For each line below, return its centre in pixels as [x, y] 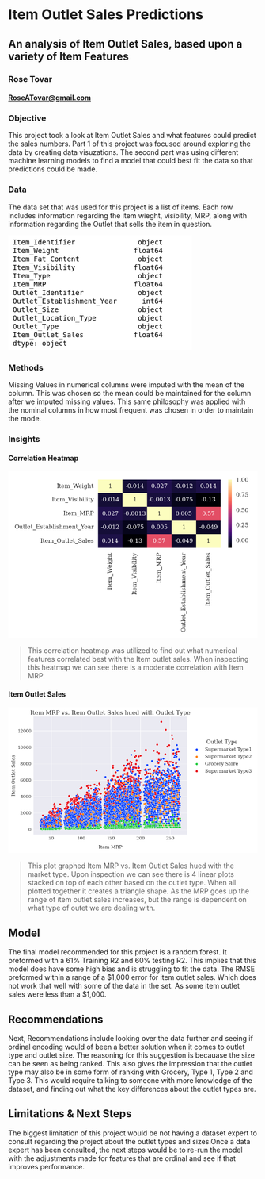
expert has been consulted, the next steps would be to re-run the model [125, 1150]
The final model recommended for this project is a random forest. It [117, 952]
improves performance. [46, 1166]
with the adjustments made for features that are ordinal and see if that [122, 1158]
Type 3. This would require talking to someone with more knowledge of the [131, 1080]
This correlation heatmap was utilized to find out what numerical [132, 651]
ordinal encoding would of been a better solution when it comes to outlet [127, 1047]
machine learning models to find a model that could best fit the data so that [131, 161]
